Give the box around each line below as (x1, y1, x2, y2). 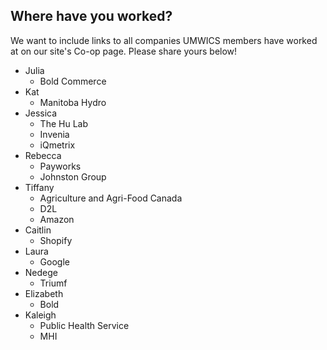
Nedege (24, 266, 58, 278)
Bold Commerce (39, 75, 107, 87)
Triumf (39, 277, 68, 289)
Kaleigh (24, 309, 57, 321)
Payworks (39, 160, 82, 172)
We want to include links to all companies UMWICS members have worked (10, 34, 318, 46)
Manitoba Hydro (39, 96, 107, 108)
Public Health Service (39, 319, 130, 331)
